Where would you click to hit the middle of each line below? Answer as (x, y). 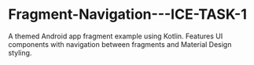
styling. (20, 52)
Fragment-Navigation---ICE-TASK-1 (128, 14)
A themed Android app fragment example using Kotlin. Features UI (116, 36)
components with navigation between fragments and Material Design (120, 44)
